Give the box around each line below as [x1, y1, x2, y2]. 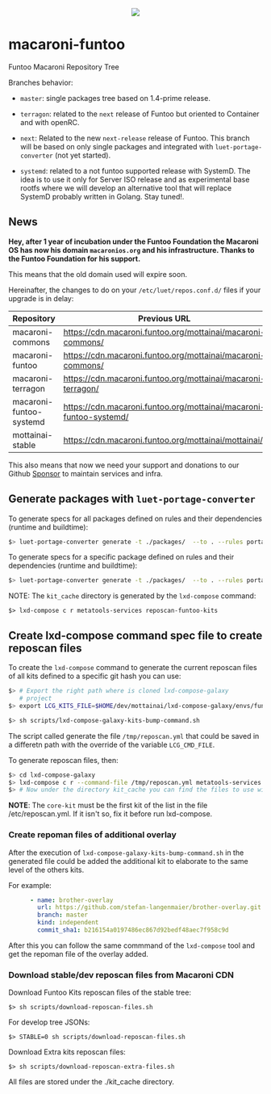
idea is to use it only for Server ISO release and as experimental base [19, 174, 250, 184]
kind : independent [37, 919, 99, 927]
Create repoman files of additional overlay [8, 829, 177, 840]
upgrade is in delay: [8, 293, 74, 303]
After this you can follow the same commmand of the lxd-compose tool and [8, 941, 256, 950]
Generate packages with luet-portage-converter [8, 493, 256, 506]
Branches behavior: [8, 78, 73, 87]
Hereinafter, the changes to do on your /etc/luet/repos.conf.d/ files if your [8, 285, 261, 295]
